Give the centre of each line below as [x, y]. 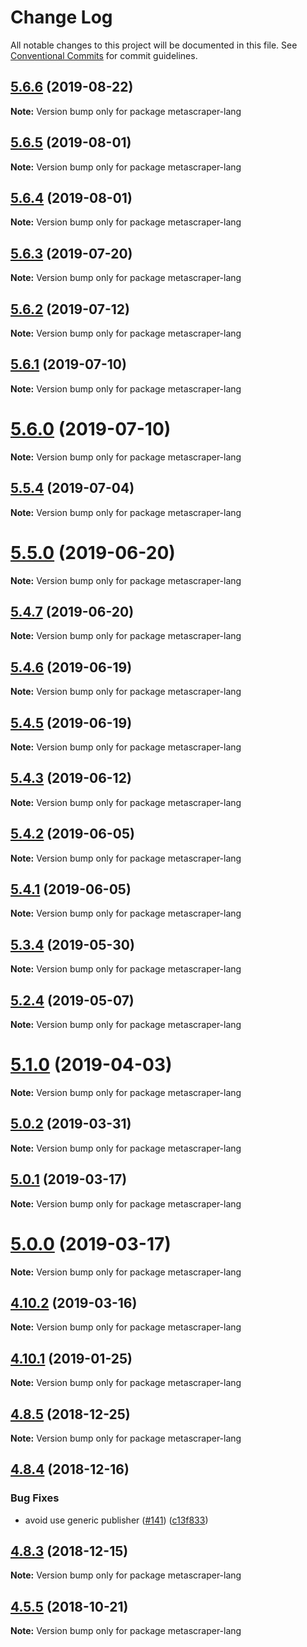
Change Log [61, 17]
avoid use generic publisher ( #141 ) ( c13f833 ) [116, 1520]
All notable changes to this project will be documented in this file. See [154, 45]
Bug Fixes [35, 1498]
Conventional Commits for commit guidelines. [104, 55]
